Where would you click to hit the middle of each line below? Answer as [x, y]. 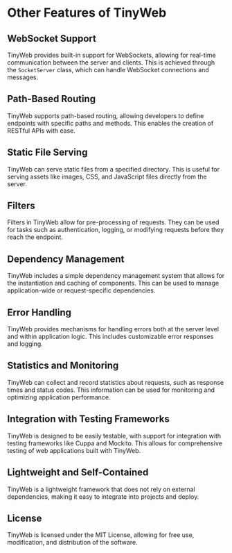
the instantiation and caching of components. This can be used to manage [113, 283]
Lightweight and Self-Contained [78, 473]
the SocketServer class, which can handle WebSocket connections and [108, 70]
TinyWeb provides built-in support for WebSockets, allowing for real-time [111, 55]
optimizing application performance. [59, 397]
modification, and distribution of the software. [72, 543]
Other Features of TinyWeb [87, 13]
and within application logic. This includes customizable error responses [110, 337]
